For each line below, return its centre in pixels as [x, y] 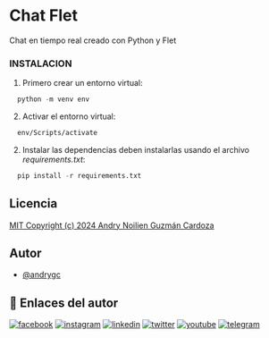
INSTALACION [41, 63]
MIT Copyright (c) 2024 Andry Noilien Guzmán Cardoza [112, 225]
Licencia [34, 203]
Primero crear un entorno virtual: [82, 83]
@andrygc [41, 275]
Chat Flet [44, 16]
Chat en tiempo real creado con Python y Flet [93, 40]
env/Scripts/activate [58, 133]
